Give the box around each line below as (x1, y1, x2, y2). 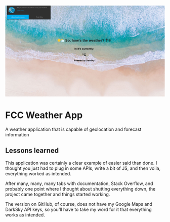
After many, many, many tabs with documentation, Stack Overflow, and (5, 180, 153, 187)
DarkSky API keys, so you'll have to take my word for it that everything (5, 206, 152, 212)
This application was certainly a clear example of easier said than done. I (5, 160, 157, 166)
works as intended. (5, 211, 46, 218)
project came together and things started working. (5, 191, 110, 197)
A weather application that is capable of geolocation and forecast (5, 126, 142, 132)
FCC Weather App (5, 109, 83, 121)
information (5, 131, 29, 137)
